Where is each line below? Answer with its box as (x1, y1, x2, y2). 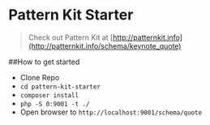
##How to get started (8, 57, 80, 67)
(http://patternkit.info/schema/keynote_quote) (28, 41, 182, 50)
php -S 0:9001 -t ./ (19, 100, 90, 108)
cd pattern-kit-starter (19, 83, 101, 91)
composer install (19, 91, 79, 99)
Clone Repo (19, 72, 60, 82)
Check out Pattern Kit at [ (28, 32, 114, 42)
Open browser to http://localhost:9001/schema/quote (19, 107, 203, 117)
